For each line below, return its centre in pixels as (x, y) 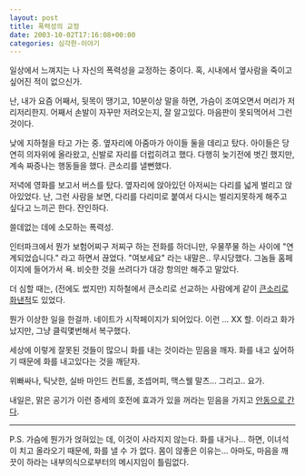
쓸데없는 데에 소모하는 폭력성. (62, 228)
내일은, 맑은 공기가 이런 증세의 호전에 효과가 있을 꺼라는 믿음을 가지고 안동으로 (148, 400)
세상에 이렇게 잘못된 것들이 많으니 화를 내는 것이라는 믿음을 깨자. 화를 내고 (140, 350)
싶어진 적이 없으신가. (46, 82)
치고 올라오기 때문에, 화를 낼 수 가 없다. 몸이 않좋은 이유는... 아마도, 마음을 (149, 451)
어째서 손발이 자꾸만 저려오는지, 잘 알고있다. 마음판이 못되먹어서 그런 (172, 112)
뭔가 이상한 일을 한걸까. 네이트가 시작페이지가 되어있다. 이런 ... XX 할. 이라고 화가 (152, 319)
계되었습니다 (32, 258)
